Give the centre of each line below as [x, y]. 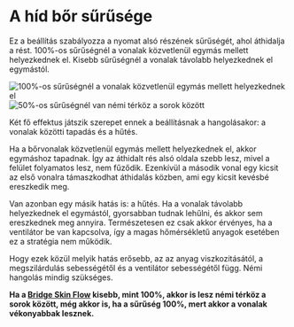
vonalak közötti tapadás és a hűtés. [73, 131]
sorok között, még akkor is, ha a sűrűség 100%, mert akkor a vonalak [138, 304]
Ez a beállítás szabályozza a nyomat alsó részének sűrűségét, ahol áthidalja [147, 41]
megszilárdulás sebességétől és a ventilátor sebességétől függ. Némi [136, 268]
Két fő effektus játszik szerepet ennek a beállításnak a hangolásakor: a [137, 122]
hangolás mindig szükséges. [61, 277]
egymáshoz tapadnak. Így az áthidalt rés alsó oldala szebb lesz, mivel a [139, 158]
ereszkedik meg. [39, 186]
